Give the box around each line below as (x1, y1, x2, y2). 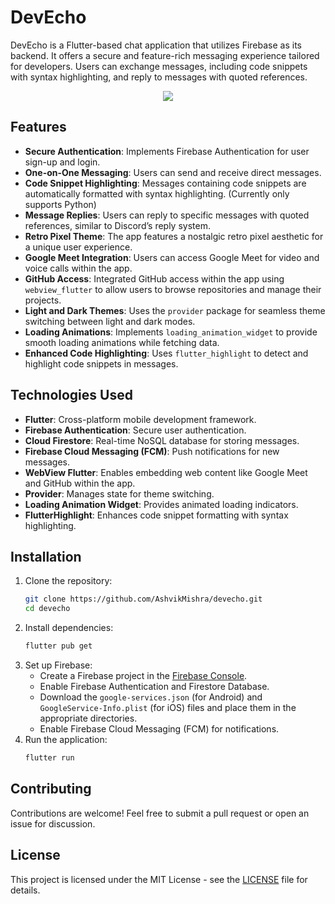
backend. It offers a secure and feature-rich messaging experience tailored (10, 49, 320, 61)
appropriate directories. (39, 712, 138, 724)
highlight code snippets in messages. (24, 357, 179, 370)
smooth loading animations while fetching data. (24, 336, 220, 348)
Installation (10, 548, 82, 565)
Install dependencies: (24, 622, 114, 634)
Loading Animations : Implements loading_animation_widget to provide (24, 326, 318, 338)
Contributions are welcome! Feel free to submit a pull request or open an (10, 807, 310, 819)
